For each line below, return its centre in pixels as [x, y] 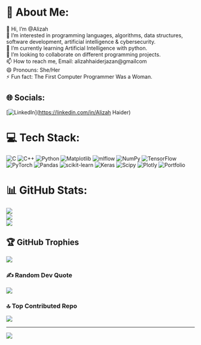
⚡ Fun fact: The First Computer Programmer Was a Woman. [79, 76]
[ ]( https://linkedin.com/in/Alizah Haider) [68, 112]
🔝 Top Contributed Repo [42, 306]
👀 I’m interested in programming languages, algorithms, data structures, [95, 35]
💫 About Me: [38, 12]
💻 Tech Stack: [43, 137]
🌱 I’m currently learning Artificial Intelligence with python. [77, 48]
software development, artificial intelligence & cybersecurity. [81, 41]
